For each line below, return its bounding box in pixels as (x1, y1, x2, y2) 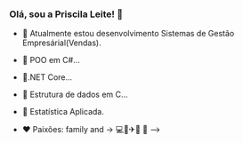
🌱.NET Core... (21, 72, 73, 83)
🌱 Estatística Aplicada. (21, 107, 104, 117)
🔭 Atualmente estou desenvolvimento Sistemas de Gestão (21, 28, 235, 39)
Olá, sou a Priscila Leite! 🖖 (9, 8, 123, 20)
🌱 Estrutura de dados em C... (21, 89, 128, 100)
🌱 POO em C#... (21, 55, 80, 66)
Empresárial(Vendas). (21, 37, 101, 48)
